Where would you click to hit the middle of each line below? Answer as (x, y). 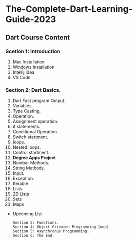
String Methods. (29, 168)
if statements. (26, 127)
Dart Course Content (38, 37)
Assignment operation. (35, 121)
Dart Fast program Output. (39, 101)
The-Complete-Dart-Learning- (69, 9)
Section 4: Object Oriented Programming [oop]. (62, 227)
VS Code (21, 77)
